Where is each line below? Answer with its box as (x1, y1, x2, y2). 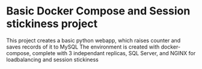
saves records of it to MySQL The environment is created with (6, 43, 160, 50)
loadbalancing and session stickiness (6, 56, 99, 63)
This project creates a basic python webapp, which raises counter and (6, 37, 181, 44)
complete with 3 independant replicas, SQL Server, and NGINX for (32, 49, 196, 56)
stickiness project (6, 17, 98, 31)
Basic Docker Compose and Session (6, 4, 191, 18)
